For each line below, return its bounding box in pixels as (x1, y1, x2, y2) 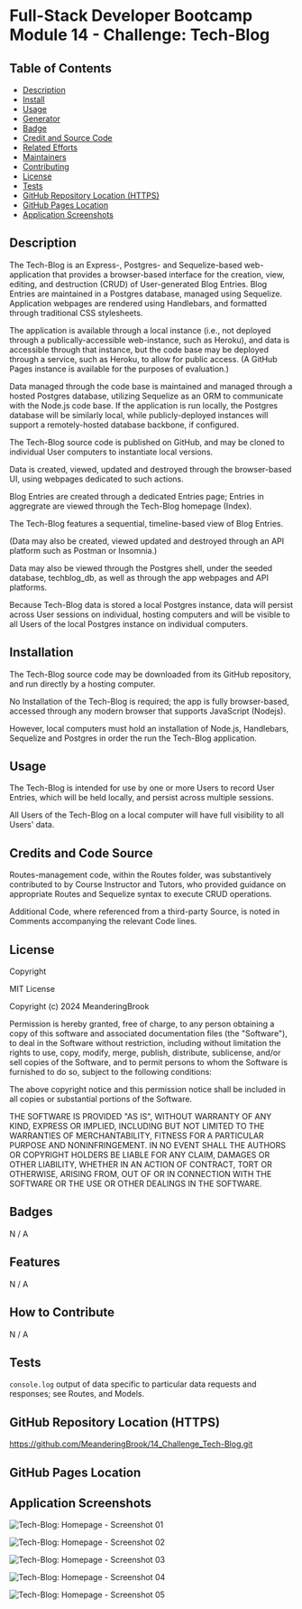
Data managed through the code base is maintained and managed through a (9, 380, 293, 391)
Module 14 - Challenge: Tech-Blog (9, 24, 270, 45)
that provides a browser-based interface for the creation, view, (52, 268, 286, 280)
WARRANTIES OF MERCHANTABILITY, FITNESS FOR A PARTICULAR (9, 1130, 264, 1141)
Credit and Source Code (22, 133, 113, 143)
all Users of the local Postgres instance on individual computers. (9, 618, 249, 629)
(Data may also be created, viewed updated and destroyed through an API (9, 535, 285, 547)
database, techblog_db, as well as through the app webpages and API (9, 572, 269, 583)
